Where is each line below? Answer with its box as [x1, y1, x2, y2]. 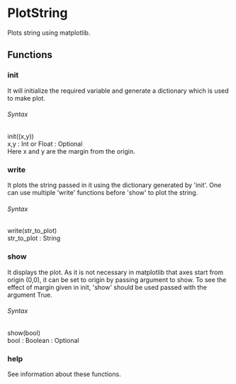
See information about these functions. [7, 370, 122, 378]
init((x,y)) [7, 132, 34, 140]
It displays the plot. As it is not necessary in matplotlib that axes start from [7, 268, 224, 276]
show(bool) [7, 328, 41, 337]
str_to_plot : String [7, 234, 61, 242]
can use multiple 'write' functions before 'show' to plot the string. [7, 188, 198, 197]
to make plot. [7, 94, 46, 102]
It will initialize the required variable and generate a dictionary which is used [7, 86, 229, 95]
